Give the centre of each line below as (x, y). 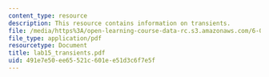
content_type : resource (48, 16)
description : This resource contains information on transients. (119, 23)
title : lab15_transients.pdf (57, 53)
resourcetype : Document (48, 46)
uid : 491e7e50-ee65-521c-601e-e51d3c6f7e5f (82, 61)
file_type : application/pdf (55, 38)
